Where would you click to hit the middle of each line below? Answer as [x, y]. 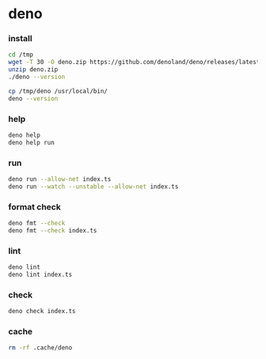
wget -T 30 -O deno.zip [47, 62]
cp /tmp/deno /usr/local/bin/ [58, 91]
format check [34, 206]
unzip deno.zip [33, 70]
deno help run [32, 142]
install [21, 39]
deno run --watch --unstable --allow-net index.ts [93, 187]
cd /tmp [21, 55]
